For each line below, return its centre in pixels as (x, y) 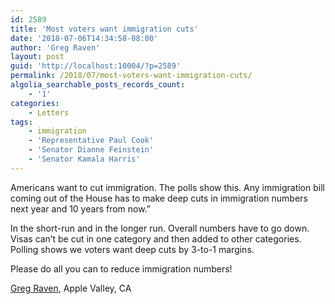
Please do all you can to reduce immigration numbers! (121, 268)
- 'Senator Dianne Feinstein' (91, 150)
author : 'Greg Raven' (55, 47)
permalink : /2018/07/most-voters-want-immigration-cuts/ (131, 76)
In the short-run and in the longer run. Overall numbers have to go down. (160, 228)
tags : (21, 122)
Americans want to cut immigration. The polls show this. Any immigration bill (167, 187)
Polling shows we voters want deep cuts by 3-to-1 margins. (132, 249)
